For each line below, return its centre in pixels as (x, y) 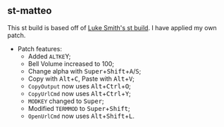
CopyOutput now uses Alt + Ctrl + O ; (80, 86)
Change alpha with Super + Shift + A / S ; (85, 71)
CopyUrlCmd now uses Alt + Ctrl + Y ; (80, 93)
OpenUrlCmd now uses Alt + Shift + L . (81, 116)
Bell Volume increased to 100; (71, 63)
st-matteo (30, 11)
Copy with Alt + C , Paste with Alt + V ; (81, 79)
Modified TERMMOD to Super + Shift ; (79, 108)
